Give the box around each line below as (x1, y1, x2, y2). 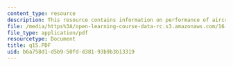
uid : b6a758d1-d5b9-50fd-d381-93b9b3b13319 (7, 49, 135, 56)
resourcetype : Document (7, 36, 76, 43)
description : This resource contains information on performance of (7, 16, 209, 23)
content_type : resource (7, 10, 76, 17)
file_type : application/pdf (7, 29, 89, 36)
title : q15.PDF (7, 42, 51, 49)
